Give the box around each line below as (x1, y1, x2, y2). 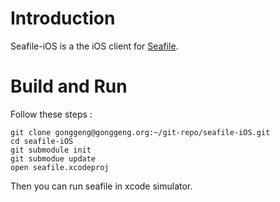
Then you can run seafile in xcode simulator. (10, 180, 193, 192)
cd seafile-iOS (10, 136, 74, 146)
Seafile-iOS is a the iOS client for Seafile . (10, 40, 179, 52)
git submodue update (10, 153, 97, 164)
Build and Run (10, 75, 128, 98)
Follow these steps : (10, 108, 93, 120)
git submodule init (10, 145, 92, 155)
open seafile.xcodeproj (10, 162, 110, 172)
